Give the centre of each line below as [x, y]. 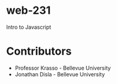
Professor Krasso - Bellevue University [63, 68]
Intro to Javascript [29, 27]
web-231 [28, 10]
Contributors [39, 51]
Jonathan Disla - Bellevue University [60, 74]
